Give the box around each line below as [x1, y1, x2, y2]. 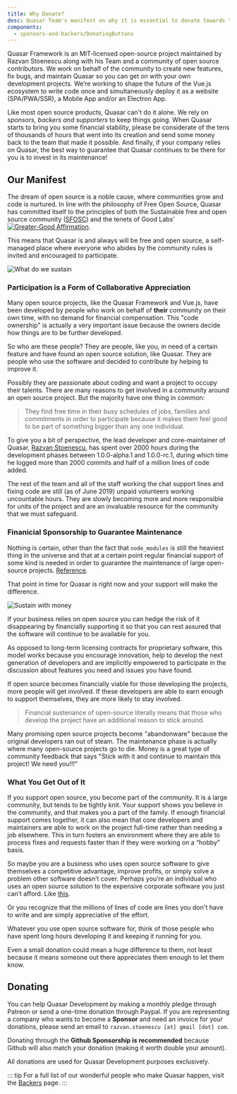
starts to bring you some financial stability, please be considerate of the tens [7, 123, 230, 131]
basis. [7, 845, 25, 854]
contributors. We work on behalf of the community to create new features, [7, 64, 224, 73]
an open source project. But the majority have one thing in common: [7, 394, 205, 402]
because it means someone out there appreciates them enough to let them [7, 953, 224, 961]
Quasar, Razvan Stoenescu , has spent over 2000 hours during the [7, 443, 200, 452]
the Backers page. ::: [7, 1078, 68, 1087]
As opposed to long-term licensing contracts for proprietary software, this [7, 643, 223, 652]
